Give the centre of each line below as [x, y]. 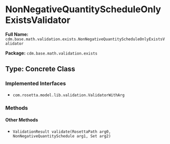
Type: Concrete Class [40, 69]
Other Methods [22, 120]
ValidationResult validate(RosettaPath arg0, [62, 132]
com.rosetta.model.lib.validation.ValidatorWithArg [68, 95]
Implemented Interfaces [36, 83]
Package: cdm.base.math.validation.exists [51, 53]
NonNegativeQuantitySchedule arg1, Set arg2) [62, 136]
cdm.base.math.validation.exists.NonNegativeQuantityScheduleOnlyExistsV [85, 39]
